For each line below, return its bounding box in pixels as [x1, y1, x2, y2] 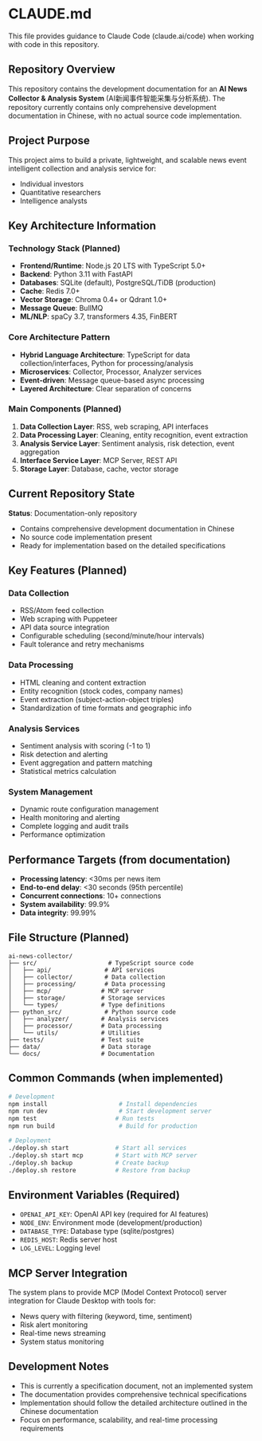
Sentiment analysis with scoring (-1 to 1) [19, 740, 151, 750]
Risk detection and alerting [19, 749, 108, 759]
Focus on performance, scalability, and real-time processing [19, 1415, 218, 1424]
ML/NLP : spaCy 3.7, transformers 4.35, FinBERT [19, 312, 178, 321]
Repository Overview [8, 63, 115, 77]
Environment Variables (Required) [8, 1188, 181, 1202]
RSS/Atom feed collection [19, 606, 104, 615]
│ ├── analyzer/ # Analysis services [8, 1015, 170, 1023]
